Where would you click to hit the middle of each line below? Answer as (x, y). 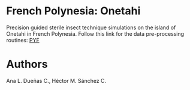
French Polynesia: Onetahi (73, 11)
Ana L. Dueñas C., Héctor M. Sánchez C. (56, 80)
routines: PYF (23, 40)
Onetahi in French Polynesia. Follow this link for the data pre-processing (95, 33)
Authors (27, 64)
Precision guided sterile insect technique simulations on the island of (91, 27)
